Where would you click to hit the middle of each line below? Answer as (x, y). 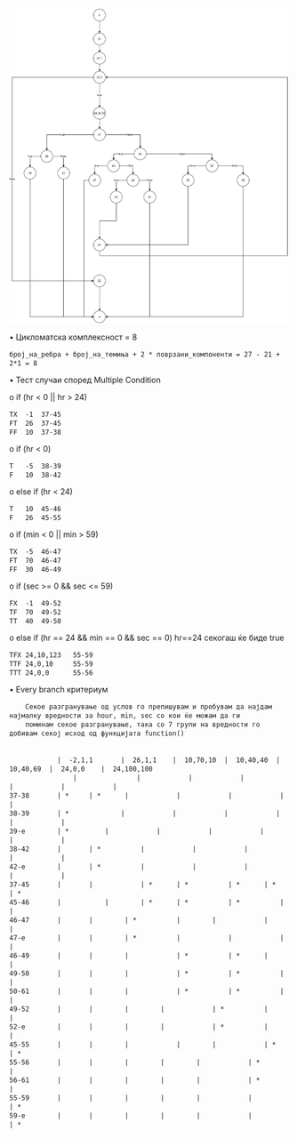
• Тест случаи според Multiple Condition (85, 380)
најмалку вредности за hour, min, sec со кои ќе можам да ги (125, 716)
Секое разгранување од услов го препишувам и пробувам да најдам (149, 707)
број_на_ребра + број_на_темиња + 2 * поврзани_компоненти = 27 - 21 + (144, 355)
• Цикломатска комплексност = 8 (73, 337)
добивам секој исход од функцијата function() (97, 733)
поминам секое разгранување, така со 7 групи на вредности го (143, 725)
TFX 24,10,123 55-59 (51, 655)
